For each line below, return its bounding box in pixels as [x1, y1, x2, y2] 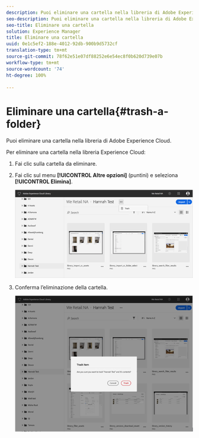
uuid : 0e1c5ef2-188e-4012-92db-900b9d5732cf [6, 41, 118, 47]
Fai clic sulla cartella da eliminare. [14, 160, 97, 168]
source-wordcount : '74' [6, 66, 65, 72]
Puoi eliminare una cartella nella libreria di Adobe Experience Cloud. [6, 137, 172, 144]
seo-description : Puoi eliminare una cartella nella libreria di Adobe [6, 15, 187, 22]
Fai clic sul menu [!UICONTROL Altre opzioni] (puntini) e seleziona [14, 172, 178, 179]
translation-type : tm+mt [6, 48, 68, 53]
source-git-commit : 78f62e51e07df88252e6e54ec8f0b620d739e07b [6, 53, 163, 59]
